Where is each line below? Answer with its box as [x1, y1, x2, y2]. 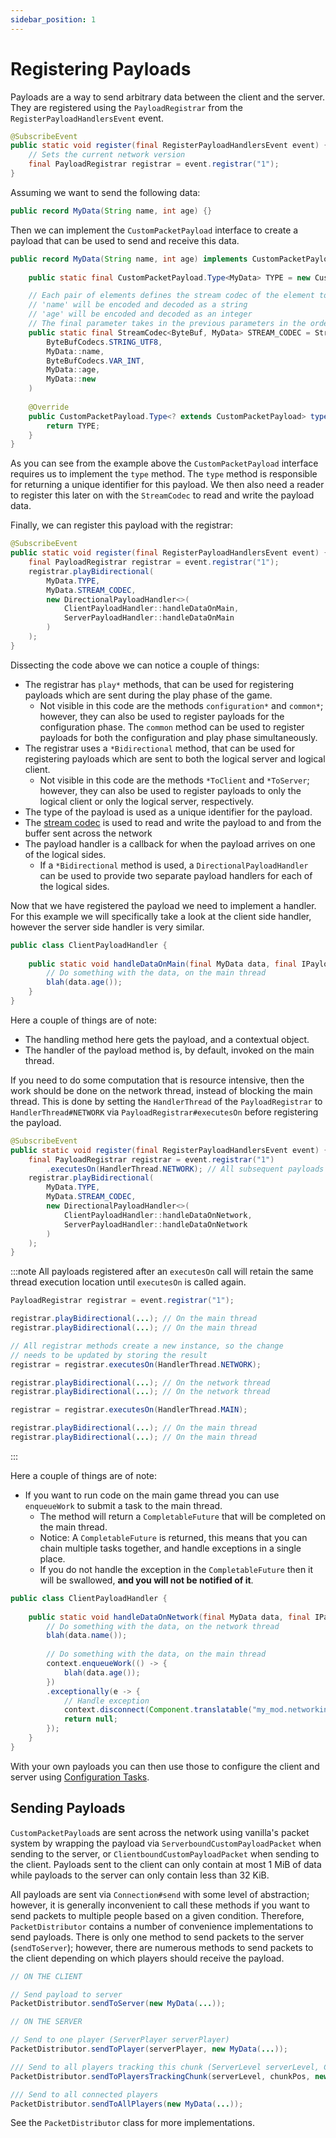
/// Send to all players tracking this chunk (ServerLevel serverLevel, [10, 2062, 320, 2072]
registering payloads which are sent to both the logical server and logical [24, 752, 326, 765]
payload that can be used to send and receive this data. [10, 234, 240, 246]
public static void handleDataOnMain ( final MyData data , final [28, 959, 298, 969]
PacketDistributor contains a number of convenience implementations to [10, 1920, 314, 1932]
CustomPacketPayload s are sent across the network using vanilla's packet [10, 1826, 310, 1838]
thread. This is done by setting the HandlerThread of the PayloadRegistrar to [10, 1095, 323, 1107]
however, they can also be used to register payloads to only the [39, 784, 302, 796]
